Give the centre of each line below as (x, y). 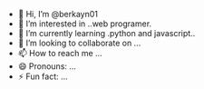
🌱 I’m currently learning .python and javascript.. (107, 33)
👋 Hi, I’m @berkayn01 (58, 14)
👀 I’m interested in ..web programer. (85, 24)
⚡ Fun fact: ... (43, 76)
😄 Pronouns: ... (47, 66)
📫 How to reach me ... (60, 53)
